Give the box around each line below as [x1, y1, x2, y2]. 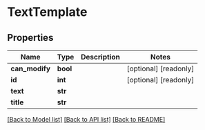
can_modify [10, 64, 50, 73]
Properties [7, 32, 54, 44]
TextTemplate [7, 4, 88, 20]
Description [80, 53, 121, 62]
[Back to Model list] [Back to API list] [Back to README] [7, 115, 166, 123]
